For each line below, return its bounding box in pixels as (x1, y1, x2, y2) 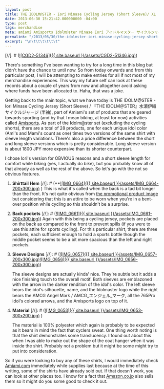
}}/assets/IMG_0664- (116, 180, 159, 186)
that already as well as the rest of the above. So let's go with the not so (5, 166, 148, 172)
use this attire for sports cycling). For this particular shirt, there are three (12, 226, 158, 232)
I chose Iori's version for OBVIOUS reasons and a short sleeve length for (5, 155, 150, 161)
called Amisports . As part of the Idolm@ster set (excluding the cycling (5, 120, 146, 126)
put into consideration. (12, 348, 58, 354)
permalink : (5, 35, 27, 40)
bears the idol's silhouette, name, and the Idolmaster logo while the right (12, 286, 158, 292)
